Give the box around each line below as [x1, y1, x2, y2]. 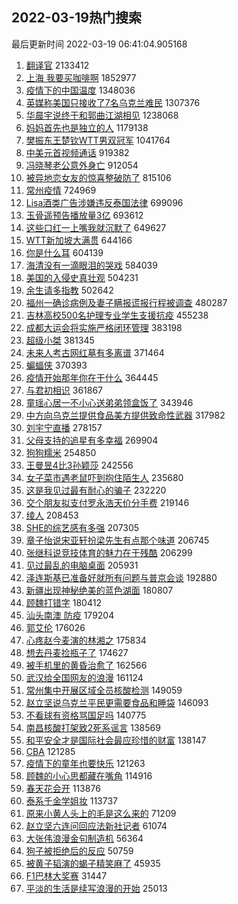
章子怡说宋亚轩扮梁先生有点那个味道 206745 [25, 534, 210, 546]
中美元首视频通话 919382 [25, 146, 130, 158]
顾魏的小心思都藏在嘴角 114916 [25, 769, 153, 782]
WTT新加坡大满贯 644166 [25, 234, 133, 246]
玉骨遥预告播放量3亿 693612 [25, 209, 144, 221]
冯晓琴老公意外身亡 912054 [25, 159, 139, 171]
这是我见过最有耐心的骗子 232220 [25, 484, 167, 496]
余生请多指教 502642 [25, 284, 114, 296]
